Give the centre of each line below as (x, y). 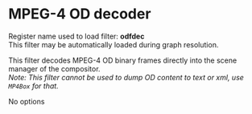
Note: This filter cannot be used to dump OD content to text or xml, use (126, 77)
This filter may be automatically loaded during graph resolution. (114, 44)
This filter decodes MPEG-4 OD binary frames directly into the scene (123, 60)
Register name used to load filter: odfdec (76, 36)
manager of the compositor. (54, 68)
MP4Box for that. (33, 86)
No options (27, 101)
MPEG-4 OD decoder (80, 14)
